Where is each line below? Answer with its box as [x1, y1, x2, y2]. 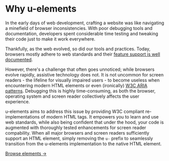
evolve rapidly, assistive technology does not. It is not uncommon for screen [5, 71, 164, 77]
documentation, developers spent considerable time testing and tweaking [5, 30, 158, 36]
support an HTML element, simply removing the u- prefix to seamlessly [5, 135, 153, 141]
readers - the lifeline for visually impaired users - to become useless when [5, 77, 160, 83]
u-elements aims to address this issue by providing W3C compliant [5, 108, 145, 114]
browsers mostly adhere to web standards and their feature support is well [5, 51, 160, 57]
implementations [5, 113, 40, 119]
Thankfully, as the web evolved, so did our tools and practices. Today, [5, 46, 151, 52]
